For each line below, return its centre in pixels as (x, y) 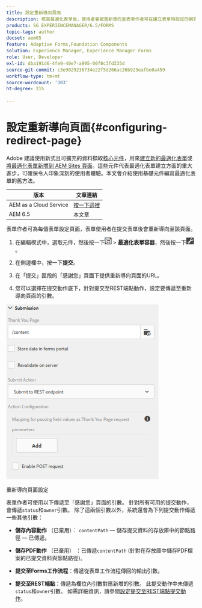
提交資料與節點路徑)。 (58, 558)
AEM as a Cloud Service (38, 205)
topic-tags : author (31, 32)
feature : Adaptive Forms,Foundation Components (67, 45)
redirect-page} (44, 141)
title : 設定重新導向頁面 (34, 13)
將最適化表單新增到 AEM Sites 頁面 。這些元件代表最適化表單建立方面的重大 (99, 165)
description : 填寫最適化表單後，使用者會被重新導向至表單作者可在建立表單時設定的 (98, 19)
